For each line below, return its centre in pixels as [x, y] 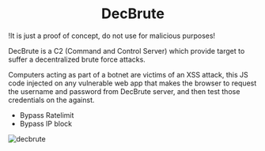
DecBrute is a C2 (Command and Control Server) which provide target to [127, 51]
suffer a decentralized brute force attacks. [77, 59]
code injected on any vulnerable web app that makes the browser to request [132, 83]
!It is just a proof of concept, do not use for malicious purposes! [112, 36]
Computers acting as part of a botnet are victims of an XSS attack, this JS [129, 74]
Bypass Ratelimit [47, 115]
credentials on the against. [51, 100]
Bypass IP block [46, 123]
